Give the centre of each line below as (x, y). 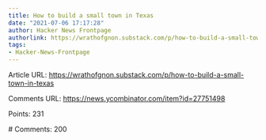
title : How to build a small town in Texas (81, 15)
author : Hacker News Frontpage (60, 30)
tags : (17, 45)
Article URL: (28, 75)
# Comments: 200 (38, 129)
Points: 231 (26, 114)
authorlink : (28, 38)
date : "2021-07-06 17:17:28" (56, 23)
